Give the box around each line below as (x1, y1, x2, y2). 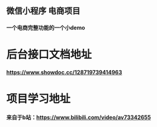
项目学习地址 (6, 92, 71, 106)
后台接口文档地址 (6, 48, 92, 62)
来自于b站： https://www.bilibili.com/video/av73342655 (6, 114, 151, 121)
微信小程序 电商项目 (6, 5, 80, 16)
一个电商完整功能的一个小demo (6, 24, 85, 31)
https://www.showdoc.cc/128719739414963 (6, 68, 122, 76)
